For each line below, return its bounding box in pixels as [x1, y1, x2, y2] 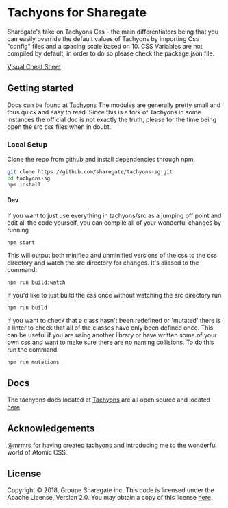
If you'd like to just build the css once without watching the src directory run [7, 291, 222, 299]
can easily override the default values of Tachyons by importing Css [7, 34, 200, 43]
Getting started [7, 82, 74, 94]
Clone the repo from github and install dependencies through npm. [7, 156, 195, 164]
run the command [7, 345, 58, 354]
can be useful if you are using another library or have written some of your [7, 330, 217, 339]
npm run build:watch [7, 279, 66, 286]
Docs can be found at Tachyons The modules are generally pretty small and [7, 101, 221, 109]
